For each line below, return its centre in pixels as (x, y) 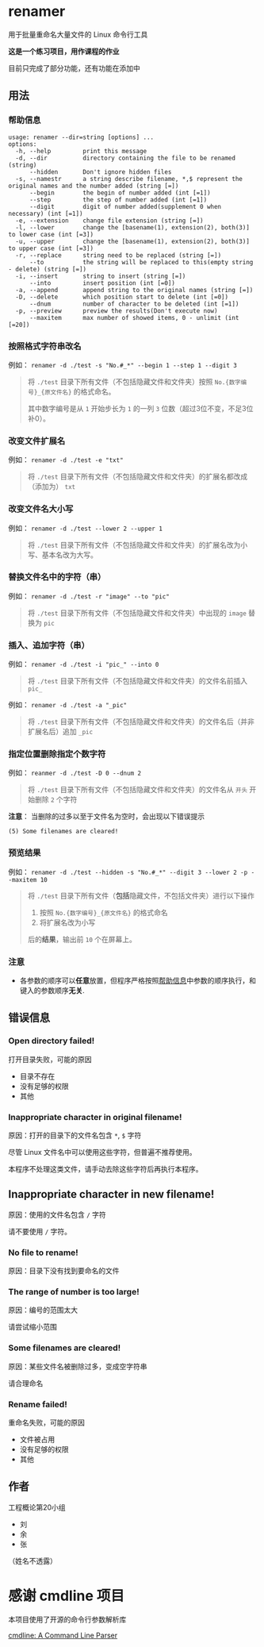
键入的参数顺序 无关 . (52, 990)
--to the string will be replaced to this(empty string (141, 262)
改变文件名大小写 (41, 509)
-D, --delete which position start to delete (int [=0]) (122, 297)
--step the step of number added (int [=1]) (118, 200)
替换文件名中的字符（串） (57, 577)
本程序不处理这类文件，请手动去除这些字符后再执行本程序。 (105, 1168)
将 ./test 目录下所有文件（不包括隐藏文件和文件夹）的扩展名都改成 (138, 477)
